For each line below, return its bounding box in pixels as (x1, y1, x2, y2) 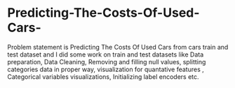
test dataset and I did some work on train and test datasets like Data (7, 50, 204, 59)
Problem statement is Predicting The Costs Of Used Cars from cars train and (7, 43, 229, 51)
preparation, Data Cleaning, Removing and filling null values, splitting (7, 57, 206, 66)
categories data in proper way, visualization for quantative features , (7, 65, 205, 73)
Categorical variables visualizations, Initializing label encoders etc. (7, 72, 199, 81)
